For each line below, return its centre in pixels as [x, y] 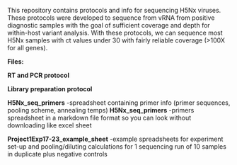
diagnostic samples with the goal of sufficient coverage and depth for [109, 25]
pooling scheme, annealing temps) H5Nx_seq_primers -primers [101, 110]
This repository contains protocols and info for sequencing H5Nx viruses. [114, 10]
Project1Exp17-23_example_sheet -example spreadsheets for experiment [115, 139]
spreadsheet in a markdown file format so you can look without [99, 118]
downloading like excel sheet [50, 125]
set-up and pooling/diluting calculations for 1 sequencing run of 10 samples [117, 147]
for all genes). [28, 48]
